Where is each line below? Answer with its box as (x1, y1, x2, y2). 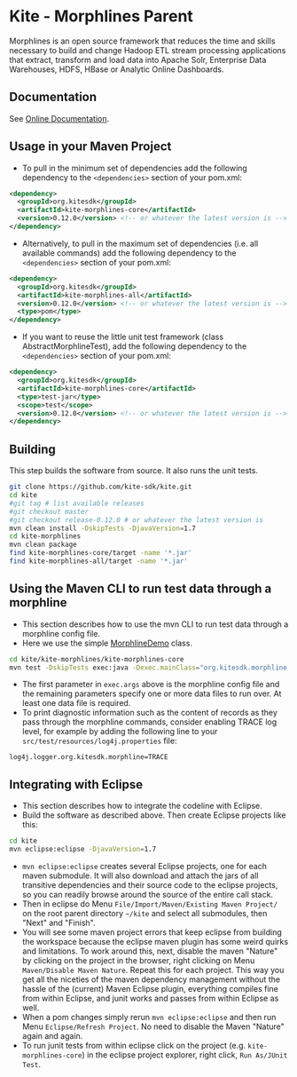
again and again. (21, 1031, 83, 1041)
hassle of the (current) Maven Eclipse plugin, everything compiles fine (21, 984, 279, 994)
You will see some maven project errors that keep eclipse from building (21, 927, 282, 938)
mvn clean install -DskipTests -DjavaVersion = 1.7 (9, 524, 197, 533)
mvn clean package (9, 540, 77, 550)
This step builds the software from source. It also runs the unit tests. (9, 465, 259, 476)
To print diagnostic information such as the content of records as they (21, 708, 277, 718)
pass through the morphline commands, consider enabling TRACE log (21, 717, 277, 727)
